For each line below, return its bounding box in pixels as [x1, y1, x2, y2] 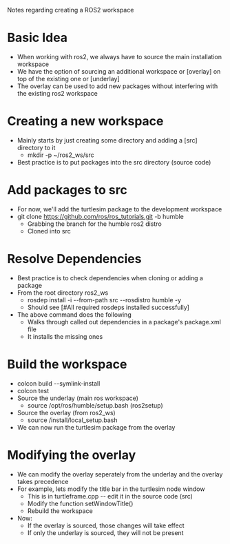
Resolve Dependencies [7, 251, 142, 266]
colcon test [17, 386, 50, 395]
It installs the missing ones [27, 332, 103, 340]
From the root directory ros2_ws [17, 289, 109, 297]
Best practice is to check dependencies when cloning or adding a [17, 273, 203, 282]
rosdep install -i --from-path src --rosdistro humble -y [27, 295, 181, 304]
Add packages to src [7, 182, 127, 198]
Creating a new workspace [7, 114, 164, 129]
